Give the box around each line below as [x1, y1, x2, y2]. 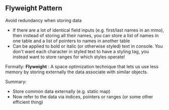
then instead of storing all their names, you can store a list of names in [12, 32, 159, 38]
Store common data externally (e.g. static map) [12, 88, 110, 94]
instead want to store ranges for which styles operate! [12, 54, 125, 60]
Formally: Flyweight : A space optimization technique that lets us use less [5, 63, 159, 69]
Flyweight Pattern [5, 4, 63, 13]
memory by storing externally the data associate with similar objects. [5, 69, 148, 75]
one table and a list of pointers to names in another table [12, 38, 130, 44]
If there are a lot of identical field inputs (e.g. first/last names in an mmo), [12, 27, 164, 33]
